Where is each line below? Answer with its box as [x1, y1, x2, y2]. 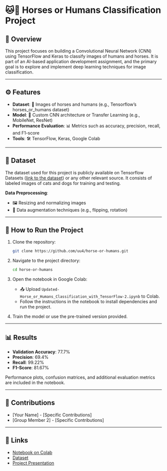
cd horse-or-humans [12, 267, 53, 272]
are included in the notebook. [5, 380, 66, 386]
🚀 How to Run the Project [5, 226, 83, 235]
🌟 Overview [5, 35, 42, 43]
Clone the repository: [12, 239, 56, 245]
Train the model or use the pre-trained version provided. [12, 314, 128, 319]
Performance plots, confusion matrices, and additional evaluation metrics [5, 375, 156, 380]
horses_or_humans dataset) [12, 106, 70, 112]
